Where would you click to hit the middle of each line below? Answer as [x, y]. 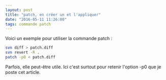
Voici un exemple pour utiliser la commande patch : [59, 38]
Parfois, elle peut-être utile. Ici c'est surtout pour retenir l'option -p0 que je [83, 67]
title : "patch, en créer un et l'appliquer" [53, 15]
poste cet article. [23, 72]
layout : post [19, 10]
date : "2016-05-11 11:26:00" [36, 19]
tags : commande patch [28, 24]
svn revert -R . [22, 53]
